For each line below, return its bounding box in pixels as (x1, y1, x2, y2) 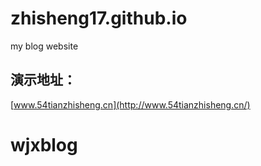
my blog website (10, 40, 79, 52)
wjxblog (10, 133, 78, 156)
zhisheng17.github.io (10, 7, 188, 30)
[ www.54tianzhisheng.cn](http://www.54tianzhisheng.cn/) (10, 98, 251, 111)
